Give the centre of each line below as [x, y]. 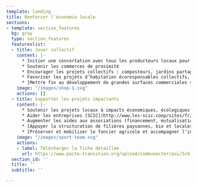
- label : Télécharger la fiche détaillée [68, 148]
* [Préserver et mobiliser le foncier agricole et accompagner [101, 132]
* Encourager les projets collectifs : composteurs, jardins [98, 72]
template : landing [28, 11]
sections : [18, 22]
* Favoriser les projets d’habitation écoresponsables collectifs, [106, 77]
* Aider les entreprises [52, 115]
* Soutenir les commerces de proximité [70, 66]
